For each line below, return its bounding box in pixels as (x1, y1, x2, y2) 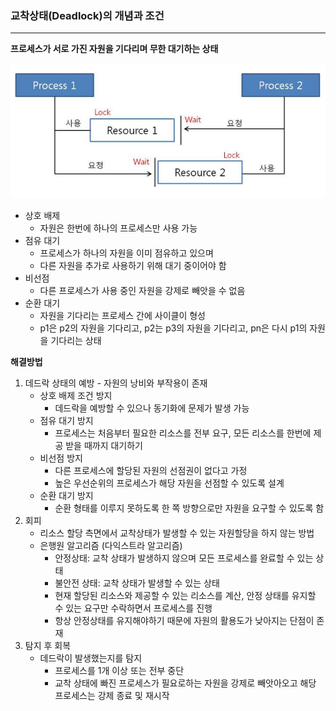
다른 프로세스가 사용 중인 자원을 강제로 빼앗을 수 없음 (39, 285, 246, 297)
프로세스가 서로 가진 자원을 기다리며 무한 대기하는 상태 (10, 43, 219, 55)
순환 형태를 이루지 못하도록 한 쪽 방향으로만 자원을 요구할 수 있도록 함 (54, 502, 325, 514)
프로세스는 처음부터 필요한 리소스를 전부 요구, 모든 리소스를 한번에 (54, 427, 312, 439)
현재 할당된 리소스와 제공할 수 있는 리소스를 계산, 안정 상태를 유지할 (54, 590, 317, 602)
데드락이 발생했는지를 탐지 (39, 652, 143, 664)
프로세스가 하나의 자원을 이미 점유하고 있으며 (39, 247, 214, 259)
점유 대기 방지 (39, 415, 94, 427)
